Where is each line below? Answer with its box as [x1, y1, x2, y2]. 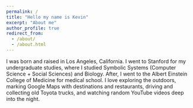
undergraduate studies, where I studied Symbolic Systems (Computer [6, 64, 176, 71]
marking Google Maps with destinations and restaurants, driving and [6, 83, 173, 90]
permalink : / [6, 8, 38, 15]
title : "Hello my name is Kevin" [6, 14, 89, 20]
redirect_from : [6, 31, 44, 37]
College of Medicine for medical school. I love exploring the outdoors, [6, 76, 176, 83]
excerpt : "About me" [6, 19, 57, 25]
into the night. [6, 95, 40, 102]
